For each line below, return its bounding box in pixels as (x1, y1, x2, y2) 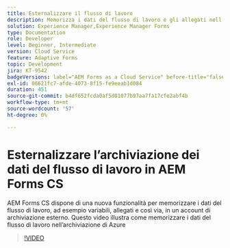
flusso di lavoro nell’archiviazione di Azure (7, 220, 126, 229)
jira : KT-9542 (7, 67, 48, 74)
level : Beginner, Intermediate (7, 42, 97, 49)
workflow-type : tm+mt (7, 99, 69, 106)
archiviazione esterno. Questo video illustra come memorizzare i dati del (7, 213, 211, 221)
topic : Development (7, 61, 63, 68)
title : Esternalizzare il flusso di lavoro (7, 10, 133, 17)
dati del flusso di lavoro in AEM (7, 161, 186, 177)
